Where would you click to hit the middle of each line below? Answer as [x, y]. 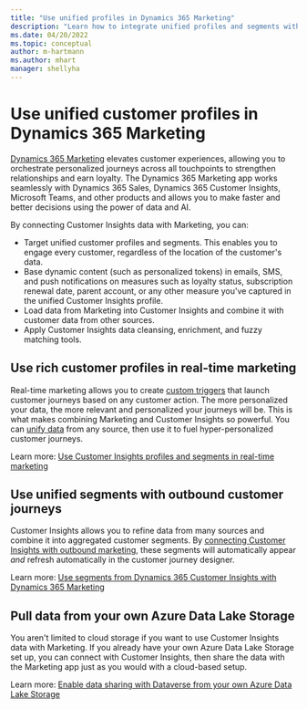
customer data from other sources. [89, 319]
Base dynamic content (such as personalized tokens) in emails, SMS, [153, 271]
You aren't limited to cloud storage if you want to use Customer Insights [145, 638]
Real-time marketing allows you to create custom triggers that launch [140, 390]
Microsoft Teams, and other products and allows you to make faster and [145, 197]
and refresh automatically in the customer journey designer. [123, 560]
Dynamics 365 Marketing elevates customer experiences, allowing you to [148, 158]
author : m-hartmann [47, 52]
